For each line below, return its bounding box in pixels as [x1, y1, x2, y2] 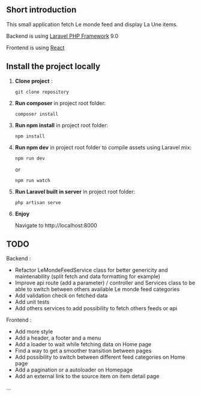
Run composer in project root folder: [14, 99, 106, 107]
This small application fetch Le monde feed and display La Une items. [6, 20, 178, 28]
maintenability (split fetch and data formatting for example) [14, 273, 161, 280]
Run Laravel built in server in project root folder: [14, 188, 136, 195]
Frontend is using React [6, 44, 65, 51]
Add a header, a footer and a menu [14, 334, 101, 341]
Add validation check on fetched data [14, 292, 108, 299]
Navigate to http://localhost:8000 [14, 221, 98, 229]
